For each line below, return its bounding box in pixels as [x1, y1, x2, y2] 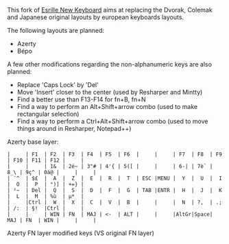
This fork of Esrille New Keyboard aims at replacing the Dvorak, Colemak [7, 6, 213, 14]
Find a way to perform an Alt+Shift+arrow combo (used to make [16, 103, 197, 110]
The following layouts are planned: [7, 27, 105, 34]
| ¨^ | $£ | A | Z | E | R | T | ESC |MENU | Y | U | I [7, 175, 223, 182]
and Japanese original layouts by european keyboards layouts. [7, 13, 184, 21]
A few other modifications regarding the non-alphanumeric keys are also [7, 60, 213, 68]
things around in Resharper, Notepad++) [16, 125, 132, 132]
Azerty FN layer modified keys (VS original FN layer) [7, 229, 154, 237]
